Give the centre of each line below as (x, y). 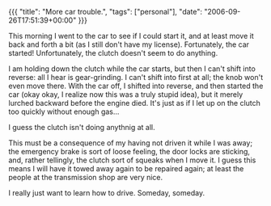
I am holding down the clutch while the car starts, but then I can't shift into (132, 69)
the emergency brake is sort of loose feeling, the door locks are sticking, (129, 151)
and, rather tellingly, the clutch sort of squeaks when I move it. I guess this (132, 160)
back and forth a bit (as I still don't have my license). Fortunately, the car (129, 44)
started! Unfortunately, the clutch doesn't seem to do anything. (113, 53)
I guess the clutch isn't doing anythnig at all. (82, 127)
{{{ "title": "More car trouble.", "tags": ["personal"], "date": (106, 12)
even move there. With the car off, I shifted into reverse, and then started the (136, 86)
